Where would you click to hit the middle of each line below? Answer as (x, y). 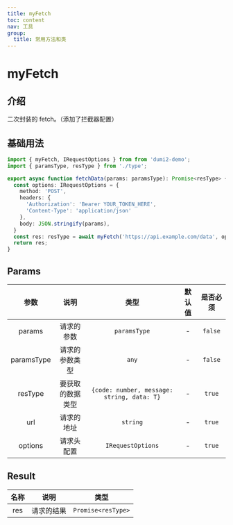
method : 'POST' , (43, 192)
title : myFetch (29, 14)
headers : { (35, 198)
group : (17, 33)
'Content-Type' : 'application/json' (78, 211)
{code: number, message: (132, 390)
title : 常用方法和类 (40, 40)
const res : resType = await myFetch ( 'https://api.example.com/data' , (116, 237)
